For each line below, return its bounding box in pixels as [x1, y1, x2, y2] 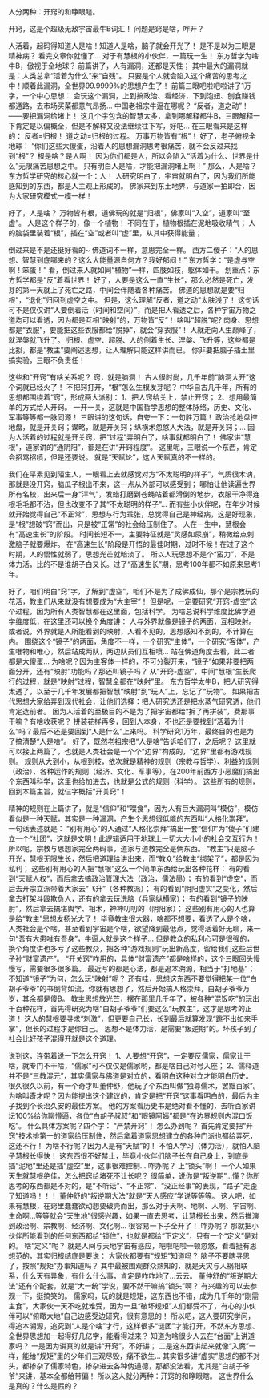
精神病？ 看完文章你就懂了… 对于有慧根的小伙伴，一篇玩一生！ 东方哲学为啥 [8, 51, 259, 60]
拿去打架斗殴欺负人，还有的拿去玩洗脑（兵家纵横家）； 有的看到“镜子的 [8, 894, 242, 903]
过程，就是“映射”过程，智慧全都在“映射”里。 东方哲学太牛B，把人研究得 [22, 677, 259, 686]
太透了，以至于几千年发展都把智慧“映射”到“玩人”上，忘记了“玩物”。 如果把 [8, 687, 254, 696]
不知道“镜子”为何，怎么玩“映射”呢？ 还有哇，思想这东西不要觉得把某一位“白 [8, 974, 258, 983]
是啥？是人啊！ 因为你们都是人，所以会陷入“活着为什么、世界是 [44, 151, 254, 160]
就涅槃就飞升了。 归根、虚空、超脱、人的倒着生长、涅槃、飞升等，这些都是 [8, 335, 256, 344]
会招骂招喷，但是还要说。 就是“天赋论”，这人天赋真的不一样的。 [8, 452, 220, 462]
